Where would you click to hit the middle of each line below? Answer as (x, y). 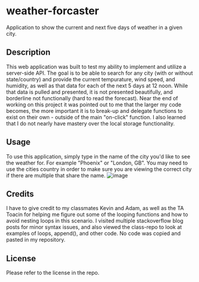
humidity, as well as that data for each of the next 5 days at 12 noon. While (97, 85)
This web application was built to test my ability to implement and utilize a (96, 66)
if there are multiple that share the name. (56, 175)
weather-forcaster (53, 11)
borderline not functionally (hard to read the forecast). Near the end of (92, 98)
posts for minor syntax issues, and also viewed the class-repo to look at (94, 227)
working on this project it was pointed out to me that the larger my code (94, 104)
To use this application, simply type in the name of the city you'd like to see (98, 156)
